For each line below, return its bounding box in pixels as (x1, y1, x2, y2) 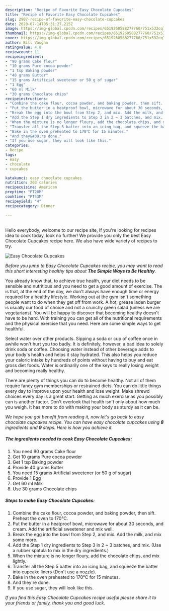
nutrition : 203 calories (5, 180, 57, 185)
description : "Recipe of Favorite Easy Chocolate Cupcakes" (5, 7, 134, 13)
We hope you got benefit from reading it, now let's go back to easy (5, 413, 144, 420)
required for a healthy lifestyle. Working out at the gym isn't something (5, 294, 152, 300)
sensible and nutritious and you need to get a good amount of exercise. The (5, 283, 162, 289)
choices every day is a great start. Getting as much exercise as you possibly (5, 393, 163, 399)
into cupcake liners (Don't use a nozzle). (12, 569, 97, 575)
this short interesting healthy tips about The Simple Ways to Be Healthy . (5, 268, 156, 274)
